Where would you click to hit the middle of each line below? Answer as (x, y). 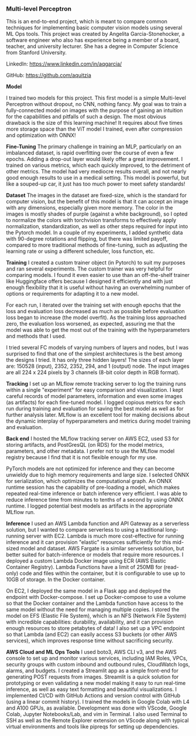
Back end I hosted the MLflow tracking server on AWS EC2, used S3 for (93, 439)
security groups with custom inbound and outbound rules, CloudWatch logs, (98, 665)
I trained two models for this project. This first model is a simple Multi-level (96, 98)
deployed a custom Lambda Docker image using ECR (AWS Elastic (86, 561)
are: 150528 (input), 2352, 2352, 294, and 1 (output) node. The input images (98, 366)
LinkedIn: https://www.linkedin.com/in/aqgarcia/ (64, 64)
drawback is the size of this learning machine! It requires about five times (94, 123)
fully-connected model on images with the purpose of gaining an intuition (94, 111)
